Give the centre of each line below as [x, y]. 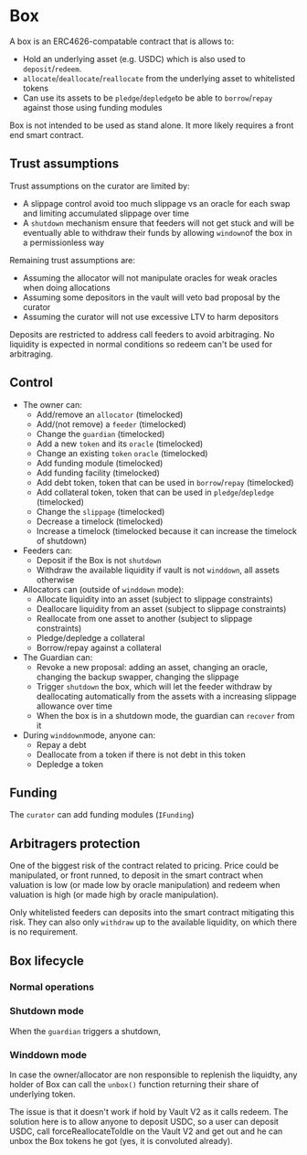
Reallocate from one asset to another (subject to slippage [144, 618]
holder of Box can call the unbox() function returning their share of [134, 1085]
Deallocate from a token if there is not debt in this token [141, 754]
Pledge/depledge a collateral [90, 637]
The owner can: [52, 404]
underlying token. [42, 1095]
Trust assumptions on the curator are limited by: [100, 186]
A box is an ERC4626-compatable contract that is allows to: [122, 41]
